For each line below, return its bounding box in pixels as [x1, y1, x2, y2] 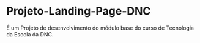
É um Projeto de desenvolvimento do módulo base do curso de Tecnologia [6, 24, 194, 31]
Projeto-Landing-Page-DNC [6, 4, 151, 18]
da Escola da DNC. [6, 30, 54, 38]
